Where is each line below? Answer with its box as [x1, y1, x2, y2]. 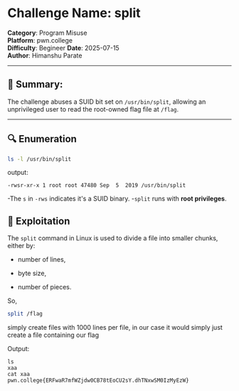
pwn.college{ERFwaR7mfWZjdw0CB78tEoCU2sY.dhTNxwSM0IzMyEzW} [7, 377, 190, 385]
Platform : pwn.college [7, 36, 73, 44]
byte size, [17, 269, 47, 278]
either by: [7, 242, 36, 250]
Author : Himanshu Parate [7, 51, 83, 60]
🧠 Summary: [7, 78, 63, 90]
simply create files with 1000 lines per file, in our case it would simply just [7, 323, 223, 332]
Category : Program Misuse [7, 28, 87, 37]
